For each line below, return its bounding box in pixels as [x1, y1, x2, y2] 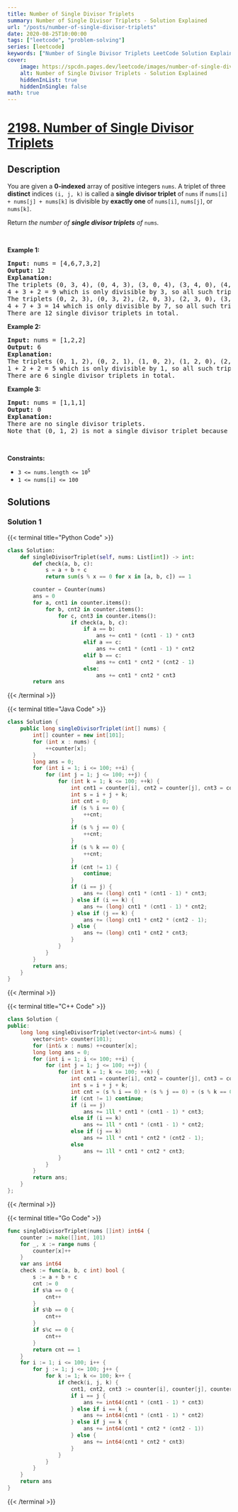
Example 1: [7, 246, 40, 254]
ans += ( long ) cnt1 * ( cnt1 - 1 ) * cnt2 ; [83, 903, 208, 910]
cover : [7, 57, 27, 64]
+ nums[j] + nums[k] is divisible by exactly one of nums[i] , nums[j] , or [7, 197, 213, 206]
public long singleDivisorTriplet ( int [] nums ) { [20, 725, 166, 732]
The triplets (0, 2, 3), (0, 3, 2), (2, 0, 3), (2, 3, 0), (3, [7, 295, 232, 303]
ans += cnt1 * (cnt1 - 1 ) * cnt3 [96, 632, 195, 639]
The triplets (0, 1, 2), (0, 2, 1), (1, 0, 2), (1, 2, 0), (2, [7, 357, 232, 366]
